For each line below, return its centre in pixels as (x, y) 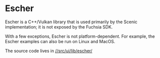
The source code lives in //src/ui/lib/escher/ (49, 51)
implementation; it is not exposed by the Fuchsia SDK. (59, 27)
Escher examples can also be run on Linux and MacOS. (60, 41)
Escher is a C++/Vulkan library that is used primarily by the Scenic (71, 22)
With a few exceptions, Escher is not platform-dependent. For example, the (80, 36)
